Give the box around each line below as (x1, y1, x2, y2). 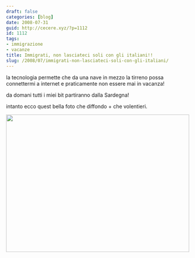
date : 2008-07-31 (6, 19, 49, 25)
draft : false (6, 8, 38, 15)
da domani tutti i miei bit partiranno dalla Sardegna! (6, 91, 129, 99)
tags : (6, 36, 19, 42)
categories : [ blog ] (6, 14, 54, 20)
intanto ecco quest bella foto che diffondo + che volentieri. (6, 103, 148, 110)
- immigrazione (6, 42, 43, 47)
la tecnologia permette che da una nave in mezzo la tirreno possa (6, 74, 164, 81)
